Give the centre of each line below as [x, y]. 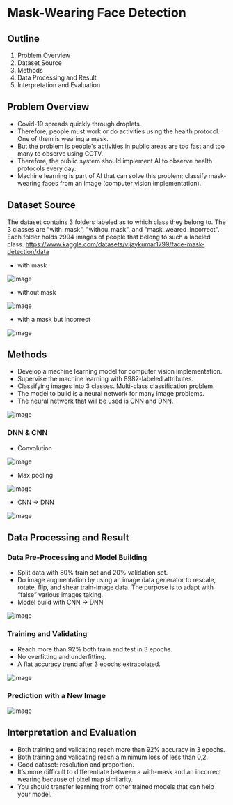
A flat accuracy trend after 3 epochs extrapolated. [89, 664]
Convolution [34, 448]
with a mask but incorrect [54, 319]
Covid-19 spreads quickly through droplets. [79, 124]
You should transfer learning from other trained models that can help [115, 786]
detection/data [28, 251]
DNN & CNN [27, 433]
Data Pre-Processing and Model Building [77, 558]
